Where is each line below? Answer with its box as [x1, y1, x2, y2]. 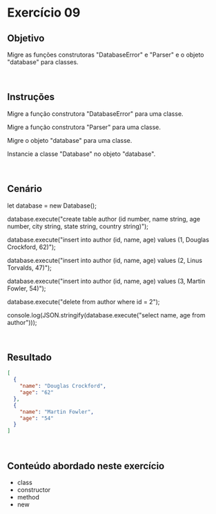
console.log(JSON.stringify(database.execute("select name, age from [7, 310, 206, 319]
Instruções [7, 91, 55, 103]
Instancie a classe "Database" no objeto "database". [7, 150, 156, 158]
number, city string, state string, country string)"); [7, 222, 148, 230]
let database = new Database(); [7, 201, 97, 210]
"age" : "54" [19, 415, 54, 422]
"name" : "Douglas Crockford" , [19, 383, 107, 390]
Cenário [7, 183, 43, 195]
